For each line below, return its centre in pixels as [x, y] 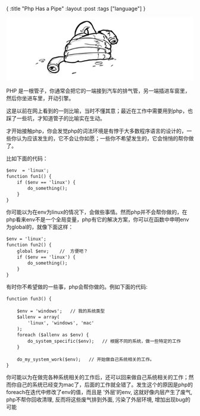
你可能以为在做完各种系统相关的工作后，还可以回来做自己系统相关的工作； [97, 377]
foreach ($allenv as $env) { [53, 335]
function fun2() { [29, 245]
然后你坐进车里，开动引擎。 [40, 98]
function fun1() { [29, 176]
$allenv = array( [38, 317]
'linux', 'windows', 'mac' [61, 323]
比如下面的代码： [27, 158]
